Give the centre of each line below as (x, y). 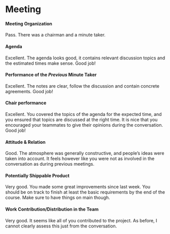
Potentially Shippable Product (37, 175)
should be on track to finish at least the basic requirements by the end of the (85, 192)
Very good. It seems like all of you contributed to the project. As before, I (81, 220)
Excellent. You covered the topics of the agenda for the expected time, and (83, 114)
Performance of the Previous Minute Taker (51, 75)
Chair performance (26, 103)
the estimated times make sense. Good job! (50, 63)
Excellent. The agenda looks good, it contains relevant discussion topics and (85, 58)
